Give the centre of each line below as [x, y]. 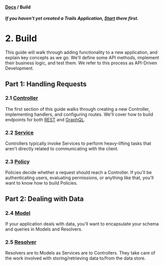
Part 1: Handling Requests [46, 84]
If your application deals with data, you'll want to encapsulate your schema [82, 224]
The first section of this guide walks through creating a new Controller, [78, 109]
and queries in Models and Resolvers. [44, 229]
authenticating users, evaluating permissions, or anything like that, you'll [79, 178]
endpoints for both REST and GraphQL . [45, 119]
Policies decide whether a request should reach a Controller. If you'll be [79, 173]
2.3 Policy [17, 162]
